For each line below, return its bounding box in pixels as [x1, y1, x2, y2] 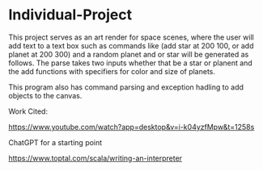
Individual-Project [8, 6, 132, 24]
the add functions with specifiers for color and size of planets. [8, 66, 216, 76]
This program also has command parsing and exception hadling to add [8, 82, 244, 92]
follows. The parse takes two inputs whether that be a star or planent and [8, 58, 252, 68]
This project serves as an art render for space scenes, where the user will [8, 32, 255, 42]
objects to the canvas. [8, 90, 83, 100]
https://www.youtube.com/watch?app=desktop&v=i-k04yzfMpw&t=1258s [8, 122, 255, 131]
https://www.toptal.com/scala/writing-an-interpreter [8, 153, 183, 163]
